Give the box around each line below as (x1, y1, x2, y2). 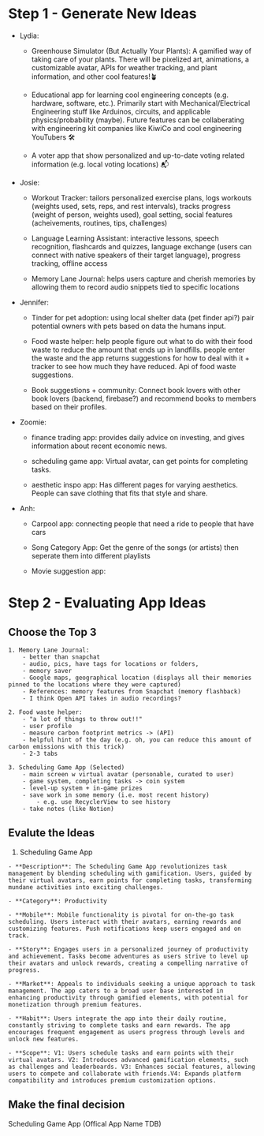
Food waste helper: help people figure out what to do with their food (31, 336, 254, 346)
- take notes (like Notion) (22, 805, 114, 813)
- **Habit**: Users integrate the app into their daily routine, (8, 1015, 227, 1022)
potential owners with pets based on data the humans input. (31, 321, 226, 331)
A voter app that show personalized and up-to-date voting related (31, 151, 245, 160)
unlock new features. (8, 1035, 80, 1043)
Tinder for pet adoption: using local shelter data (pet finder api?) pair (31, 312, 255, 322)
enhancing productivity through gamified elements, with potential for (8, 993, 248, 1002)
